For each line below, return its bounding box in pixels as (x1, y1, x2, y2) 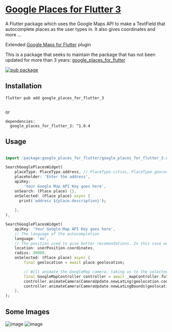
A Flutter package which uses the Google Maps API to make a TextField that (5, 21, 165, 27)
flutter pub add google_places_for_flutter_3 (5, 95, 104, 101)
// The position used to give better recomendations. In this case (14, 241, 161, 246)
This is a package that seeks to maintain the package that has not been (5, 51, 156, 58)
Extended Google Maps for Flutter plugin (5, 41, 91, 47)
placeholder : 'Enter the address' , (14, 174, 91, 179)
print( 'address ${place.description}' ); (18, 198, 106, 204)
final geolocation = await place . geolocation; (24, 260, 125, 265)
